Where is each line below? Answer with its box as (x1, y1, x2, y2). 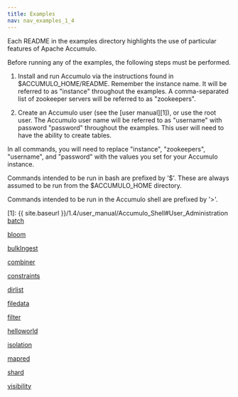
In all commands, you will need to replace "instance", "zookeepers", (7, 144, 206, 153)
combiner (7, 258, 36, 266)
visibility (7, 381, 32, 390)
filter (7, 312, 21, 321)
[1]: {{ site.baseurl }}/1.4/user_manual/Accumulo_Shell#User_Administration (7, 208, 229, 217)
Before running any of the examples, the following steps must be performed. (7, 58, 231, 66)
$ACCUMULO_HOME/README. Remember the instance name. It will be (17, 79, 227, 88)
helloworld (7, 327, 38, 335)
